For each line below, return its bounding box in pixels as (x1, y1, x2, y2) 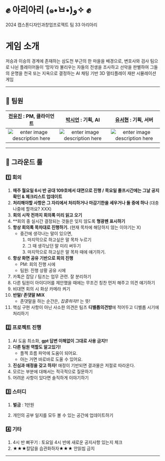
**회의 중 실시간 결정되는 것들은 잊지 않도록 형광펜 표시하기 (12, 218, 125, 224)
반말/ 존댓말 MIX (12, 292, 45, 298)
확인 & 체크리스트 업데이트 (12, 194, 63, 200)
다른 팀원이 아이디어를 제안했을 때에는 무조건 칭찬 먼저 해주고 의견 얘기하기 (12, 280, 156, 286)
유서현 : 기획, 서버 (115, 116, 154, 123)
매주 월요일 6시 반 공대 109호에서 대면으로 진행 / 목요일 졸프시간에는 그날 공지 (12, 187, 160, 193)
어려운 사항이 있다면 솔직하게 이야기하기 (12, 374, 89, 380)
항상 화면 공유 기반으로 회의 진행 (12, 255, 73, 261)
